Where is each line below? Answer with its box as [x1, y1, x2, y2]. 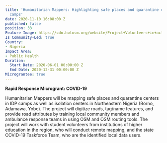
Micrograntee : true [5, 72, 46, 77]
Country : [5, 40, 23, 45]
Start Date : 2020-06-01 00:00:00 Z [9, 63, 83, 68]
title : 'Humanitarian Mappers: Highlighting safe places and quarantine [5, 7, 159, 12]
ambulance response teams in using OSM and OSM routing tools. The [5, 116, 148, 122]
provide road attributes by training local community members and [5, 111, 140, 117]
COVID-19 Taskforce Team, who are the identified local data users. [5, 132, 142, 138]
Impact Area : [5, 49, 32, 54]
